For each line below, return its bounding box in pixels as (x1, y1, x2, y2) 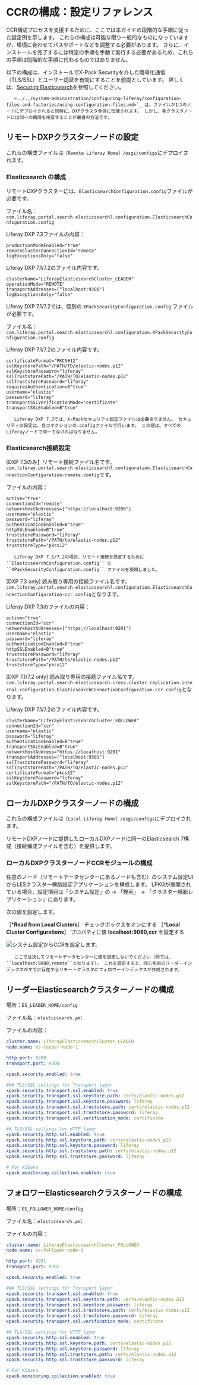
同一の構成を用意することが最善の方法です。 (19, 114, 112, 120)
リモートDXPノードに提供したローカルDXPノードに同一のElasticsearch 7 (6, 835, 184, 843)
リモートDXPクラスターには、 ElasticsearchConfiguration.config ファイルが (6, 188, 193, 195)
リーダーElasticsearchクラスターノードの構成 (6, 984, 174, 994)
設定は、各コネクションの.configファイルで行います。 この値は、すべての (23, 423, 181, 429)
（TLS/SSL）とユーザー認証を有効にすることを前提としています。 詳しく (6, 76, 184, 83)
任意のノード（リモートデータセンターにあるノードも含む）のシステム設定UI (6, 874, 194, 881)
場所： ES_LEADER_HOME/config (6, 1002, 78, 1009)
